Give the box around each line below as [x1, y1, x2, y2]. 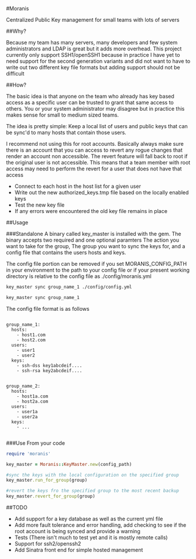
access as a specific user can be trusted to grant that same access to [6, 99, 174, 106]
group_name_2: [6, 383, 41, 389]
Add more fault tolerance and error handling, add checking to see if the [14, 522, 187, 529]
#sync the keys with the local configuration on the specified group [6, 472, 180, 478]
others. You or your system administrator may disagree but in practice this [6, 105, 185, 112]
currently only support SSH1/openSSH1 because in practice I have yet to [6, 52, 180, 58]
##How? [6, 81, 26, 88]
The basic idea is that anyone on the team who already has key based [6, 93, 174, 100]
